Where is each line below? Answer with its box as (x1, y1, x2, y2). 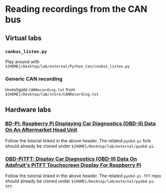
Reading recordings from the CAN (5, 3, 148, 15)
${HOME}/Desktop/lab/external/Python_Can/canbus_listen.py (5, 64, 130, 69)
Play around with (5, 59, 40, 64)
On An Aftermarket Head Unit (5, 127, 78, 133)
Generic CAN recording (5, 75, 63, 82)
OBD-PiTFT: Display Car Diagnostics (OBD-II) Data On (5, 155, 137, 162)
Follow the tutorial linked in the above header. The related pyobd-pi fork (5, 137, 152, 143)
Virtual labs (5, 34, 42, 42)
